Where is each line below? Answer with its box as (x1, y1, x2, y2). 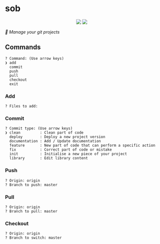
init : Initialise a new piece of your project (9, 152, 127, 157)
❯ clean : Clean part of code (5, 130, 84, 135)
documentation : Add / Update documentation (9, 139, 101, 144)
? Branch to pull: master (5, 209, 57, 214)
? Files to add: (5, 104, 38, 109)
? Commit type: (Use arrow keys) (5, 126, 73, 131)
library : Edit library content (9, 156, 89, 161)
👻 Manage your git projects (5, 29, 60, 35)
